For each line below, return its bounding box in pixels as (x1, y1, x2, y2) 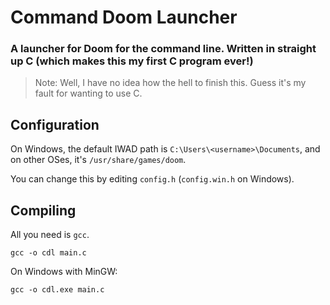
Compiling (10, 202, 77, 219)
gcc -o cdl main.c (10, 248, 87, 258)
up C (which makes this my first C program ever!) (10, 54, 254, 68)
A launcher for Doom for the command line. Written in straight (10, 42, 317, 56)
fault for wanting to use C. (34, 87, 143, 100)
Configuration (10, 116, 100, 133)
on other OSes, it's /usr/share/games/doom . (10, 154, 187, 166)
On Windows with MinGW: (10, 266, 118, 278)
